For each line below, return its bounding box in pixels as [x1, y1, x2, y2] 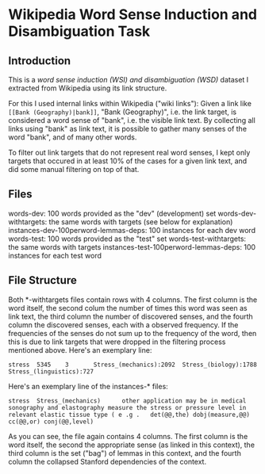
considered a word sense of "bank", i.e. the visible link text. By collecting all [8, 116, 255, 124]
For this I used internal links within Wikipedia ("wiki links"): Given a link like [8, 99, 252, 108]
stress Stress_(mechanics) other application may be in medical [8, 396, 247, 405]
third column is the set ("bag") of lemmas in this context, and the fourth [8, 448, 242, 457]
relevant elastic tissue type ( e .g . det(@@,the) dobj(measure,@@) [8, 411, 250, 419]
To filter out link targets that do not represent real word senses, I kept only [8, 148, 251, 157]
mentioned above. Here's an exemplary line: [8, 345, 152, 354]
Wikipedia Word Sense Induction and [8, 6, 258, 24]
